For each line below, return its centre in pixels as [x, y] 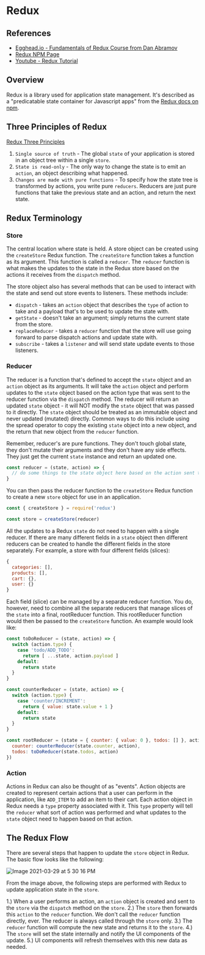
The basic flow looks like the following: [55, 859]
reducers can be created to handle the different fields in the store [88, 544]
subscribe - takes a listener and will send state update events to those [105, 344]
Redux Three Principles [36, 142]
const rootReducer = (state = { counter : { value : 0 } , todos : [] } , [97, 741]
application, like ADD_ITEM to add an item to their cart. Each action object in [99, 799]
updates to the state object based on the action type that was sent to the [98, 392]
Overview [25, 80]
